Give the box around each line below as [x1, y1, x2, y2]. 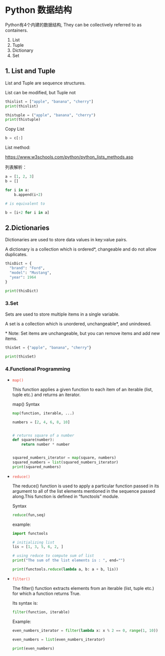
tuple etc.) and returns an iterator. [12, 392, 81, 398]
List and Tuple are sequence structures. [5, 80, 86, 86]
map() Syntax [12, 401, 40, 407]
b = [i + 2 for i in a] [5, 210, 50, 215]
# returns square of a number [12, 433, 75, 438]
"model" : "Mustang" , [9, 270, 52, 275]
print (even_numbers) [12, 646, 55, 651]
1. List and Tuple [5, 67, 56, 75]
